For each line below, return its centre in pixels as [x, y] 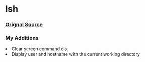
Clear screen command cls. [40, 49]
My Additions [22, 38]
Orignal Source [24, 25]
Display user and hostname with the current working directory [76, 54]
